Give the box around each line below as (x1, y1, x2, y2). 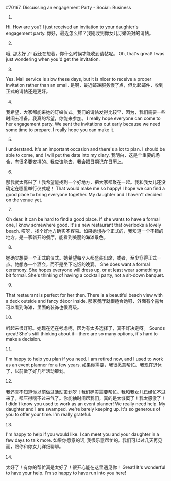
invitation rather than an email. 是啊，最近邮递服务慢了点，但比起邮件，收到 (6, 82, 164, 88)
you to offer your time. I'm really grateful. (6, 411, 92, 418)
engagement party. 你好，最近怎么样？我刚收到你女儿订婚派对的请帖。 (6, 30, 154, 36)
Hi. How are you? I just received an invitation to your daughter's (6, 24, 139, 30)
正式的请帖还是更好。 (6, 88, 50, 94)
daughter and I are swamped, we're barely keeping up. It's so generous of (6, 406, 161, 412)
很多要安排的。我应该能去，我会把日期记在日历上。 (19, 158, 126, 165)
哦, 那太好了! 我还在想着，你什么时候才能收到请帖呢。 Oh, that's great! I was (6, 51, 165, 56)
